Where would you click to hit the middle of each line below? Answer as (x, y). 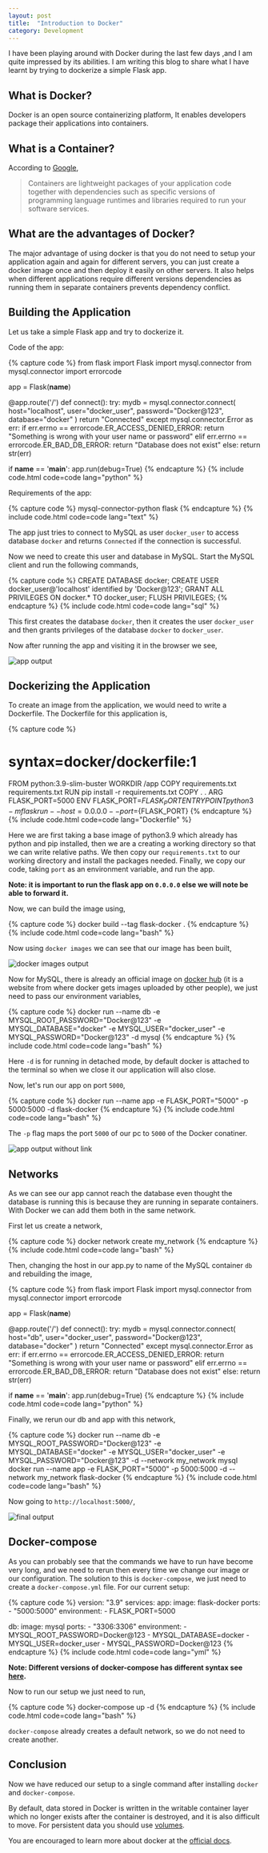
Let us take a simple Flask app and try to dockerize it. (96, 331)
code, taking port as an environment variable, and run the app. (112, 869)
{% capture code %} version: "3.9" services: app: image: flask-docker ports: (134, 1602)
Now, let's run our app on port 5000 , (67, 1085)
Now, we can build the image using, (67, 908)
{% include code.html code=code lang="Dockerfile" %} (100, 820)
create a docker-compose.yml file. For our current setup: (99, 1586)
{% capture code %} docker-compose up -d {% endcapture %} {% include (132, 1707)
